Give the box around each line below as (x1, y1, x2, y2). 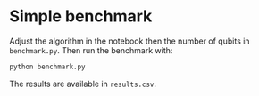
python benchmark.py (9, 62, 87, 71)
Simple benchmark (9, 6, 153, 27)
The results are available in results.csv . (9, 78, 157, 89)
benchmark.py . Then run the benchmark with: (9, 44, 173, 55)
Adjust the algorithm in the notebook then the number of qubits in (9, 36, 250, 46)
